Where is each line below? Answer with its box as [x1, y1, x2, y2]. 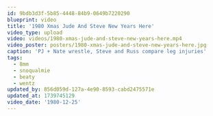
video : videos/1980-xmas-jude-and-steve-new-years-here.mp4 [7, 35, 183, 42]
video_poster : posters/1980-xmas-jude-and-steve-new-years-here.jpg [7, 42, 207, 48]
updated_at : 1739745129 [7, 93, 75, 100]
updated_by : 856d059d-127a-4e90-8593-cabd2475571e [7, 86, 155, 93]
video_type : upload [7, 29, 63, 36]
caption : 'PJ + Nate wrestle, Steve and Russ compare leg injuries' [7, 48, 207, 55]
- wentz [13, 80, 36, 87]
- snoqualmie [13, 67, 51, 74]
